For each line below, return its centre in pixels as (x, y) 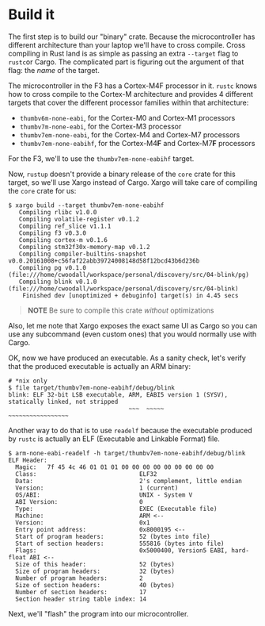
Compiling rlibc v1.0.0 (58, 212)
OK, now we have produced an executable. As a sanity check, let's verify (127, 358)
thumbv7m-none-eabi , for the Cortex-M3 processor (100, 126)
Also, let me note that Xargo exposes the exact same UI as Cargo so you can (133, 325)
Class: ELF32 (86, 474)
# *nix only (28, 381)
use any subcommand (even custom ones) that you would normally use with (132, 334)
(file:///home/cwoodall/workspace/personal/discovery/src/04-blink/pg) (129, 275)
